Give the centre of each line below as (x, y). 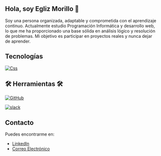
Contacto (19, 122)
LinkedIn (21, 144)
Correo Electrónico (31, 149)
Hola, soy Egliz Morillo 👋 (42, 9)
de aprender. (18, 41)
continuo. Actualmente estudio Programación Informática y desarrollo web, (80, 26)
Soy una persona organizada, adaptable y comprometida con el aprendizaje (81, 20)
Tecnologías (24, 56)
